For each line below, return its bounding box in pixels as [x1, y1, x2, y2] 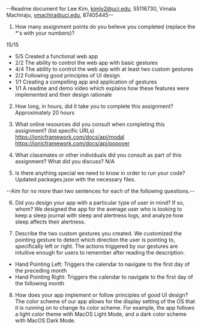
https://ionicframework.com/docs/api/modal [14, 133, 125, 140]
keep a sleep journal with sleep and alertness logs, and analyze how [14, 212, 184, 219]
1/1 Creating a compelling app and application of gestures [14, 78, 157, 85]
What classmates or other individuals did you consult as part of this [14, 151, 182, 158]
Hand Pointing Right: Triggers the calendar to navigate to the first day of [14, 273, 193, 280]
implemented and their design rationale [14, 91, 112, 98]
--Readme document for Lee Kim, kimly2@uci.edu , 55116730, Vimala [6, 5, 176, 12]
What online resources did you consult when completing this [14, 121, 165, 128]
